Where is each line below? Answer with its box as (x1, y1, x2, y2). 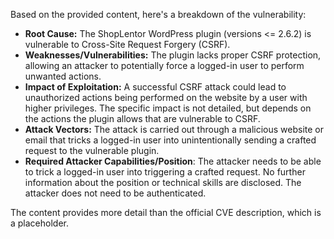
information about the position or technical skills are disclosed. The (24, 177, 302, 188)
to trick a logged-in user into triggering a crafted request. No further (24, 166, 306, 178)
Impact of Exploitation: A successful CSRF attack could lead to (24, 81, 287, 93)
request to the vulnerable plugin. (24, 145, 160, 156)
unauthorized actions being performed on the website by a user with (24, 92, 308, 103)
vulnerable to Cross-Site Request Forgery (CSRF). (24, 39, 231, 50)
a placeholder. (10, 217, 70, 229)
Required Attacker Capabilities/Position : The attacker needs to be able (24, 155, 322, 167)
